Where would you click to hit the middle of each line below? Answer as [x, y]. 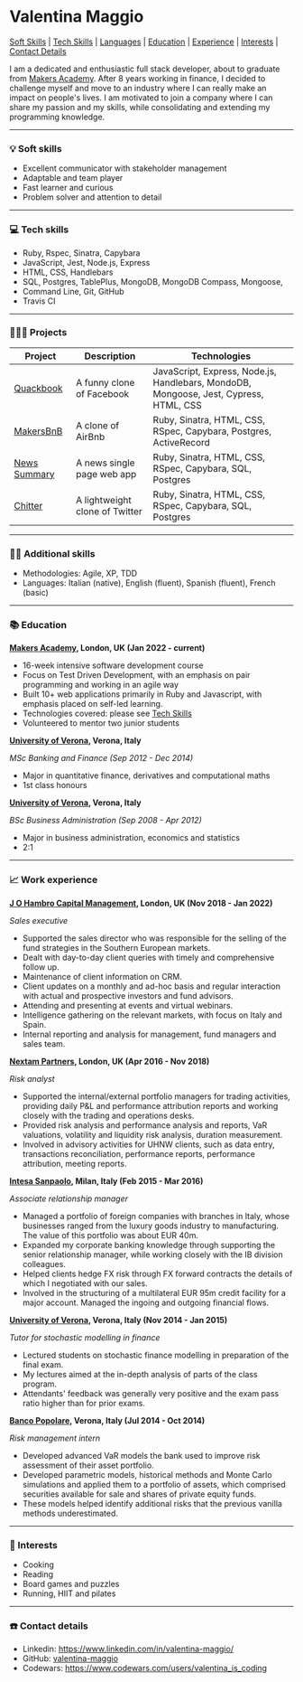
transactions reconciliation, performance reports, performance [138, 1153]
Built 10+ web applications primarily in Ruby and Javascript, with [142, 694]
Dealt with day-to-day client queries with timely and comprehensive [148, 957]
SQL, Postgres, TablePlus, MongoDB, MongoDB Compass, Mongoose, [153, 281]
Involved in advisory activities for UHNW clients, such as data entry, [148, 1144]
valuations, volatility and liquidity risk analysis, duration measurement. [152, 1134]
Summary [35, 474]
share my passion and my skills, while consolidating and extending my [140, 107]
